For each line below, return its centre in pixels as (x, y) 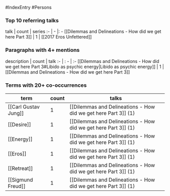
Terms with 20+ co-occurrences (46, 85)
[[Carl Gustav (24, 107)
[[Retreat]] (20, 168)
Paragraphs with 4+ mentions (42, 50)
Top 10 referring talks (32, 20)
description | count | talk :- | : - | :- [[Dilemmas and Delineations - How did (82, 61)
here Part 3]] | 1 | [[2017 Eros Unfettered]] (49, 37)
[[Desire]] (19, 124)
